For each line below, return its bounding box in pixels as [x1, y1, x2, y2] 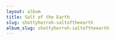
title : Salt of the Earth [6, 14, 70, 20]
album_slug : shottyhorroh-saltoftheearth [6, 25, 110, 31]
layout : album [6, 8, 41, 15]
